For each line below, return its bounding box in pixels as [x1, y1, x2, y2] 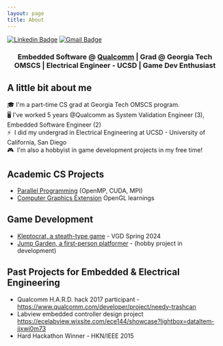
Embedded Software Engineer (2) [7, 121, 101, 129]
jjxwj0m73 [16, 324, 47, 332]
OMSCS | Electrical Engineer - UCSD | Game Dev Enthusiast [14, 61, 216, 71]
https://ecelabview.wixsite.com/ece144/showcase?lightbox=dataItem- [16, 317, 215, 325]
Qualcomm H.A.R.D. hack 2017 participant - [16, 295, 140, 304]
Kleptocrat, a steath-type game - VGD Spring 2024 [16, 232, 161, 240]
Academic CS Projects [7, 169, 105, 180]
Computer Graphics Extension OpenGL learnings [16, 194, 155, 202]
